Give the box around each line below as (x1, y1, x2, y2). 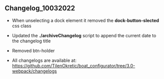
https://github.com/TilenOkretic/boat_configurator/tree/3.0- (12, 62, 135, 68)
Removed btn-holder (12, 47, 55, 53)
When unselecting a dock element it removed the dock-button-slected (12, 17, 159, 23)
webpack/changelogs (12, 68, 57, 74)
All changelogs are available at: (12, 57, 77, 63)
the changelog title (12, 38, 51, 44)
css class (12, 23, 32, 29)
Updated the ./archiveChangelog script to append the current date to (12, 32, 156, 38)
